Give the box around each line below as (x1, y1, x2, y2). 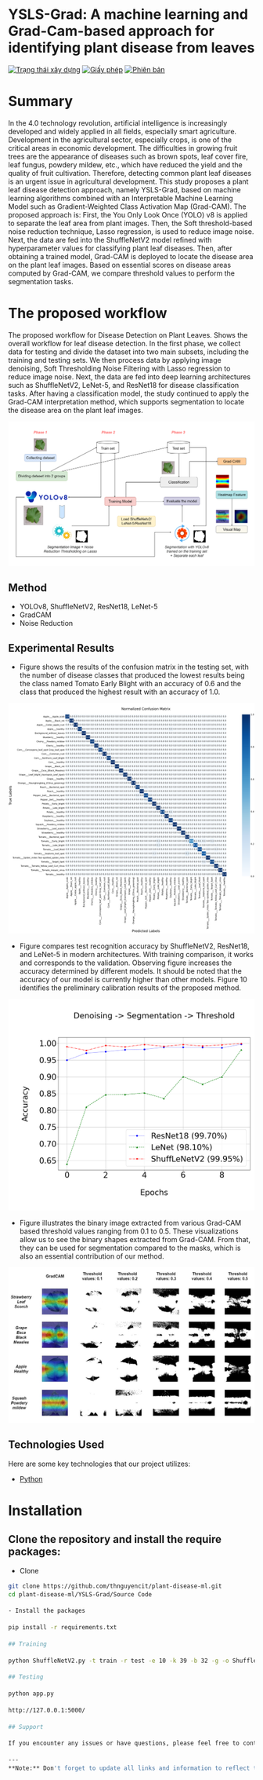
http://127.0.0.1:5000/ (8, 1706, 86, 1714)
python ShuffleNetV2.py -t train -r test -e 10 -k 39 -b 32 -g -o (8, 1657, 229, 1665)
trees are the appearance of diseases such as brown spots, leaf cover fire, (8, 152, 249, 161)
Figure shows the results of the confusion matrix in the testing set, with (19, 662, 249, 672)
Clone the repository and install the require (8, 1533, 222, 1546)
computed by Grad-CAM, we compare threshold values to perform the (8, 269, 235, 278)
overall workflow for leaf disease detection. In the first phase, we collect (8, 338, 241, 348)
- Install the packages (8, 1607, 86, 1615)
